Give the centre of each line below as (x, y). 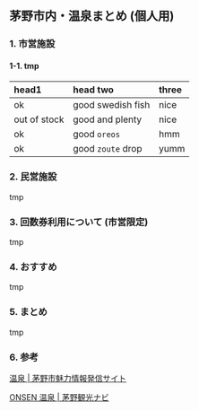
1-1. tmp (24, 66)
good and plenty (108, 119)
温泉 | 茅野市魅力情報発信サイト (68, 378)
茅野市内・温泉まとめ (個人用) (92, 16)
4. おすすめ (33, 267)
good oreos (97, 134)
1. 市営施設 (32, 44)
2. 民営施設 (33, 177)
